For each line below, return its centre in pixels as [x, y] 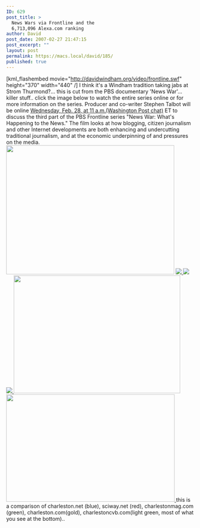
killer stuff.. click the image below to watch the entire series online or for [95, 98]
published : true [26, 61]
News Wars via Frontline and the [53, 23]
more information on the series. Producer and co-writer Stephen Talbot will [99, 104]
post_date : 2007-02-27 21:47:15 [46, 39]
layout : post [22, 51]
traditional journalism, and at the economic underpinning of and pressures [97, 135]
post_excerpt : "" [28, 45]
